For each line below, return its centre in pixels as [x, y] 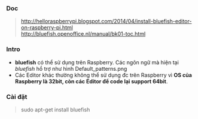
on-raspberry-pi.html [47, 27]
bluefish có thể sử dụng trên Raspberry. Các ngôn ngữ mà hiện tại [97, 62]
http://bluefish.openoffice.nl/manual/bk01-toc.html [83, 34]
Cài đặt [17, 96]
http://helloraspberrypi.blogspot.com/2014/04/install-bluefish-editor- [106, 21]
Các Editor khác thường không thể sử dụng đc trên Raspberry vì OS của [103, 75]
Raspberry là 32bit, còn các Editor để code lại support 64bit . [91, 81]
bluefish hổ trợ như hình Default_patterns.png [71, 68]
